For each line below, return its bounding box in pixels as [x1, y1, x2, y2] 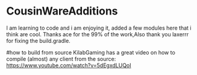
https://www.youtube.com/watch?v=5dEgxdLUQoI [6, 62, 131, 69]
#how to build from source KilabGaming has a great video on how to [6, 48, 176, 56]
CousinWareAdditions [6, 4, 119, 18]
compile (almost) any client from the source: [6, 55, 116, 62]
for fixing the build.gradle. [6, 37, 70, 44]
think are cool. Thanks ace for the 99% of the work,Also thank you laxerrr [6, 30, 189, 37]
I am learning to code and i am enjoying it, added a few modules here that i [6, 24, 192, 31]
